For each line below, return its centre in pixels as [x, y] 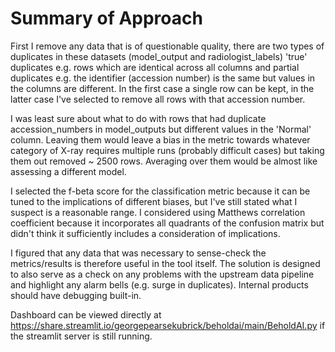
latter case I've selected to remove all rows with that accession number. [158, 99]
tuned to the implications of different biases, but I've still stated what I [154, 201]
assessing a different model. [68, 171]
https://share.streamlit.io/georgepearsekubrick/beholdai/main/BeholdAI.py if [168, 325]
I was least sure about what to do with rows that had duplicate [138, 118]
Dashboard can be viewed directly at [86, 314]
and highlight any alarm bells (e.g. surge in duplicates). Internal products [159, 284]
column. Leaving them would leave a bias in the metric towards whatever [160, 139]
